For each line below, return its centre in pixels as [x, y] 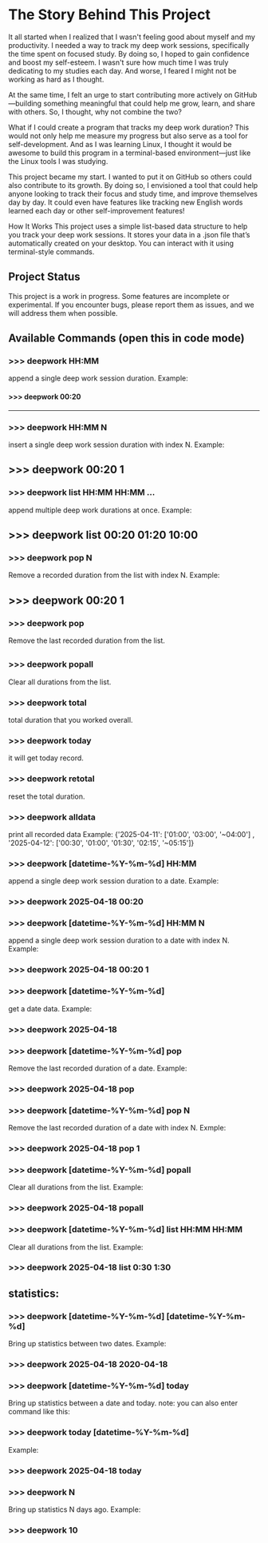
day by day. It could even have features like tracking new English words [126, 202]
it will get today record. [46, 758]
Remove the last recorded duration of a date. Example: [98, 1068]
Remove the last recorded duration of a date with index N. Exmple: [117, 1128]
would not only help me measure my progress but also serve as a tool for [128, 136]
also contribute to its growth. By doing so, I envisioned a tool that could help [133, 185]
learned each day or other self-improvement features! [97, 210]
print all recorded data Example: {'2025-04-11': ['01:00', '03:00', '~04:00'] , [132, 834]
